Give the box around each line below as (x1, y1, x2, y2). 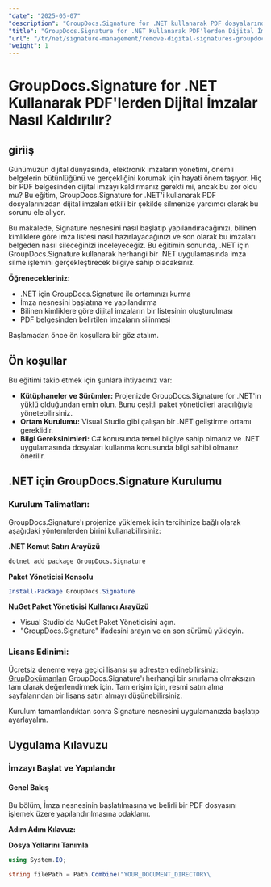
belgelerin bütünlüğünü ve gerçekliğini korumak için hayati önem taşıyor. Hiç (8, 173, 262, 183)
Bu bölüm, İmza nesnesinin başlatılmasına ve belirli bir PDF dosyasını (8, 800, 237, 810)
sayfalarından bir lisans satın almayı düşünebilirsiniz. (8, 691, 183, 700)
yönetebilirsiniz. (19, 408, 73, 417)
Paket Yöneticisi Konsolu (8, 572, 94, 581)
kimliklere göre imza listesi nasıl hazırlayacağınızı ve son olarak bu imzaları (8, 232, 256, 242)
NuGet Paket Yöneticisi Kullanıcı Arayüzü (8, 602, 149, 611)
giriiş (8, 143, 35, 157)
